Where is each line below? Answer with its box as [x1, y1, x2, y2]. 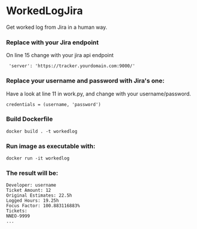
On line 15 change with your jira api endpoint [6, 52, 114, 59]
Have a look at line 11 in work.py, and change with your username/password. [6, 90, 191, 97]
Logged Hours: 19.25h [6, 198, 59, 204]
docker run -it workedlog [6, 155, 69, 161]
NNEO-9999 [6, 213, 31, 219]
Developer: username [6, 182, 57, 188]
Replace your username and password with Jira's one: [6, 77, 165, 85]
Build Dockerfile [6, 115, 53, 123]
